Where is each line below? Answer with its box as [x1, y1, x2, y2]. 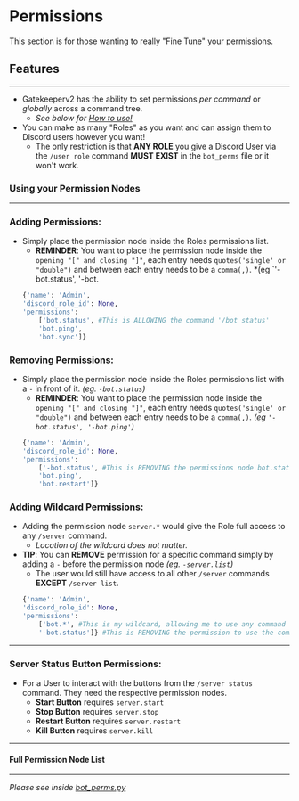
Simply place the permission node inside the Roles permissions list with [21, 373, 285, 384]
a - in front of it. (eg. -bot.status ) [21, 383, 146, 394]
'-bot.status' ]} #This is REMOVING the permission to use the [38, 628, 274, 637]
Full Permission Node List [9, 754, 105, 764]
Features [9, 61, 60, 77]
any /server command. [21, 530, 108, 541]
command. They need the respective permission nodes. [21, 688, 227, 699]
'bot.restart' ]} [38, 479, 99, 489]
